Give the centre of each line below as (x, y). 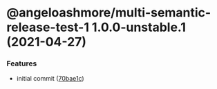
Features (22, 63)
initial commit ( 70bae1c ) (50, 79)
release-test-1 (48, 27)
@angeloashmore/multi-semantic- (109, 13)
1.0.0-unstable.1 (139, 27)
